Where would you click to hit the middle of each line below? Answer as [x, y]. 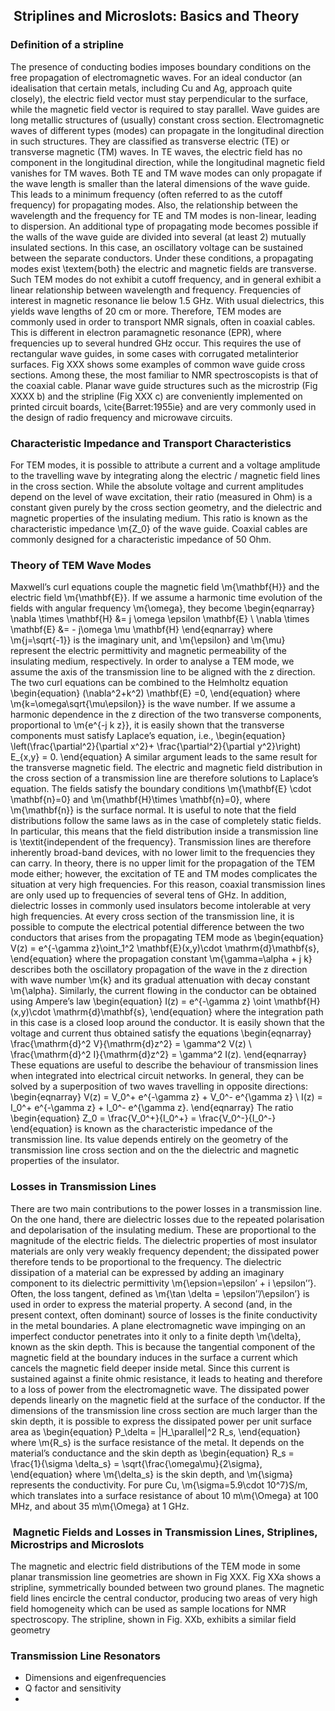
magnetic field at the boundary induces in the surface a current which [154, 1357]
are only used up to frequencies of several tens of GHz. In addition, [148, 895]
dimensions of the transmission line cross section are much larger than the [164, 1410]
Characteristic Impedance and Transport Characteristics [151, 443]
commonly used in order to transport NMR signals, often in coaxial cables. [163, 321]
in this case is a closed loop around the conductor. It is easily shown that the [167, 1023]
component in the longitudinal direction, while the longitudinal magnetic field [168, 162]
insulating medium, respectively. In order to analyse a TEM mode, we [152, 661]
